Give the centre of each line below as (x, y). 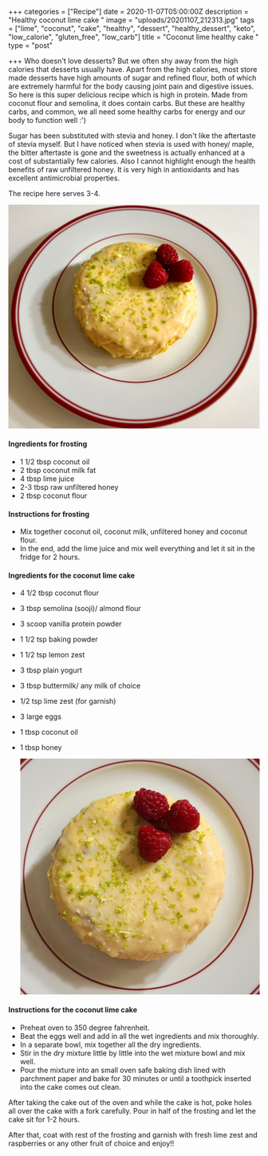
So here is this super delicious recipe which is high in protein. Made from (128, 95)
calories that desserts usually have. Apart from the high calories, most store (133, 69)
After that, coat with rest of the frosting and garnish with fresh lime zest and (133, 1134)
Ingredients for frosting (48, 444)
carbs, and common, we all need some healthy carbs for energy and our (127, 112)
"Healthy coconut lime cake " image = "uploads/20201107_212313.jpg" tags (132, 20)
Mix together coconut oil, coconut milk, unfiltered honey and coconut (134, 532)
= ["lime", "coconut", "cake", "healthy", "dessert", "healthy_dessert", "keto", (132, 28)
